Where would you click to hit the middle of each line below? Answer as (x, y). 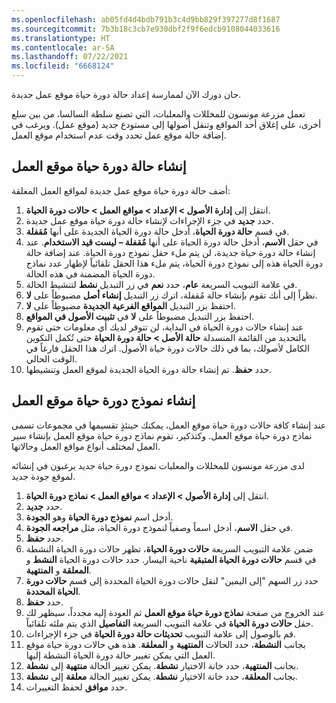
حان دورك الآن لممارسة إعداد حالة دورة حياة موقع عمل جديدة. (126, 94)
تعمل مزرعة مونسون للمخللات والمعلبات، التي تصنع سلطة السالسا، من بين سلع (158, 114)
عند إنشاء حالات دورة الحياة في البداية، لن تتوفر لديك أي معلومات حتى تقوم (164, 327)
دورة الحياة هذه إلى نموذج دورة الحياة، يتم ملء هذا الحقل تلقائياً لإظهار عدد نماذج (174, 263)
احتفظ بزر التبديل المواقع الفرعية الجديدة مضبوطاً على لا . (130, 305)
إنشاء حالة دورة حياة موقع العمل (99, 166)
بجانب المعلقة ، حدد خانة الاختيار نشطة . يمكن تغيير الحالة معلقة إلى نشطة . (161, 676)
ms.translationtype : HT (61, 38)
